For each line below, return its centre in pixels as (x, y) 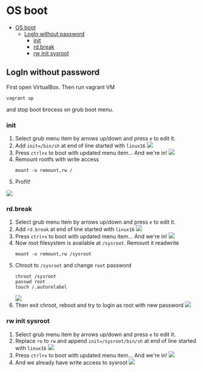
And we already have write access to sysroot (71, 362)
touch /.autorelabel (41, 287)
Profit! (23, 182)
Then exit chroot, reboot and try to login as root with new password (99, 305)
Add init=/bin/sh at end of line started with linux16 (80, 146)
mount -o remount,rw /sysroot (53, 254)
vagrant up (20, 98)
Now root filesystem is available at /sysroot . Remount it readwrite (97, 243)
